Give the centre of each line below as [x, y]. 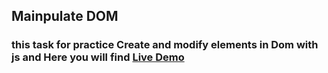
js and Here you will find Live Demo [98, 57]
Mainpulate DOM [65, 16]
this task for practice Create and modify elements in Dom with [165, 45]
